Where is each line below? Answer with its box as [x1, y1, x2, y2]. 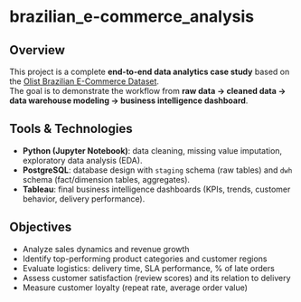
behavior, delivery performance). [22, 193, 146, 204]
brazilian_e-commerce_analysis [9, 6, 255, 27]
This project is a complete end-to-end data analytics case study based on [9, 66, 290, 77]
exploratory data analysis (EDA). [22, 155, 143, 165]
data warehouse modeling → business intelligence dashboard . [9, 95, 249, 106]
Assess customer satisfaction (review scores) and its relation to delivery [22, 272, 291, 283]
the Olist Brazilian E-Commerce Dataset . [9, 76, 160, 87]
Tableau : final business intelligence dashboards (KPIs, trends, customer [22, 184, 291, 194]
